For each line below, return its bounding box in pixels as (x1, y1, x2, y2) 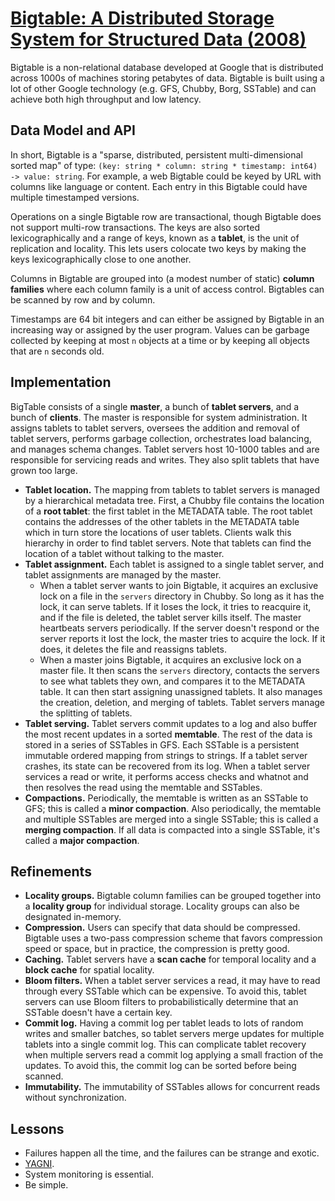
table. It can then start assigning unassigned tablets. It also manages (39, 685, 323, 697)
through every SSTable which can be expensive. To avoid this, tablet (24, 985, 307, 997)
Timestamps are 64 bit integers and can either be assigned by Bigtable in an (10, 313, 325, 325)
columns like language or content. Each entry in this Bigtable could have (10, 180, 308, 192)
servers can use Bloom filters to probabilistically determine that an (24, 996, 299, 1008)
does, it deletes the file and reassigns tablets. (39, 643, 227, 655)
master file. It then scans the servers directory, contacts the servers (39, 664, 320, 676)
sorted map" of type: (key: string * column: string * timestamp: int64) (10, 159, 318, 171)
